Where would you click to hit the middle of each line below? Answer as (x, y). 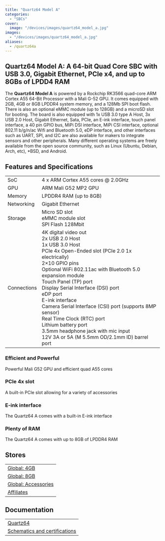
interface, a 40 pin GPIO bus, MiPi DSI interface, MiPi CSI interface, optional (82, 125)
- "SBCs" (18, 19)
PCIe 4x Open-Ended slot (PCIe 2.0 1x (86, 251)
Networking (21, 204)
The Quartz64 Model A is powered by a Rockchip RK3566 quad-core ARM (81, 94)
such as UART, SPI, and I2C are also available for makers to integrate (75, 136)
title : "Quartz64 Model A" (33, 10)
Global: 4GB (21, 468)
